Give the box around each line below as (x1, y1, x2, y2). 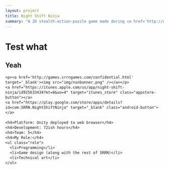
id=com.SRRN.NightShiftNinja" (5, 105, 69, 110)
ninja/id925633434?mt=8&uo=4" (5, 90, 69, 95)
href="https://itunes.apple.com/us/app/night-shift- (12, 85, 125, 90)
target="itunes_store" (70, 90, 118, 95)
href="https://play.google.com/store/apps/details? (12, 100, 123, 105)
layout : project (5, 8, 39, 13)
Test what (5, 41, 48, 52)
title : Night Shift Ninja (5, 13, 59, 19)
